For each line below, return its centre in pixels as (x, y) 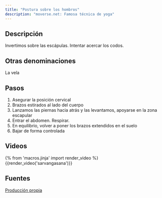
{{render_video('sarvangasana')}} (39, 163)
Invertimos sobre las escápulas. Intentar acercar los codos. (64, 46)
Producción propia (24, 190)
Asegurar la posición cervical (41, 99)
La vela (12, 73)
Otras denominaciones (40, 61)
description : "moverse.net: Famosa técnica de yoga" (60, 14)
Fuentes (18, 178)
